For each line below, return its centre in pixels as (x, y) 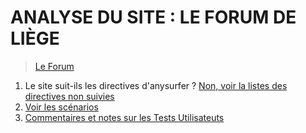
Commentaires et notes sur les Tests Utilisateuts (124, 117)
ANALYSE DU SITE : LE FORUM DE (153, 17)
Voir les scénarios (61, 107)
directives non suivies (69, 96)
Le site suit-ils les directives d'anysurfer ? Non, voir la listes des (156, 85)
